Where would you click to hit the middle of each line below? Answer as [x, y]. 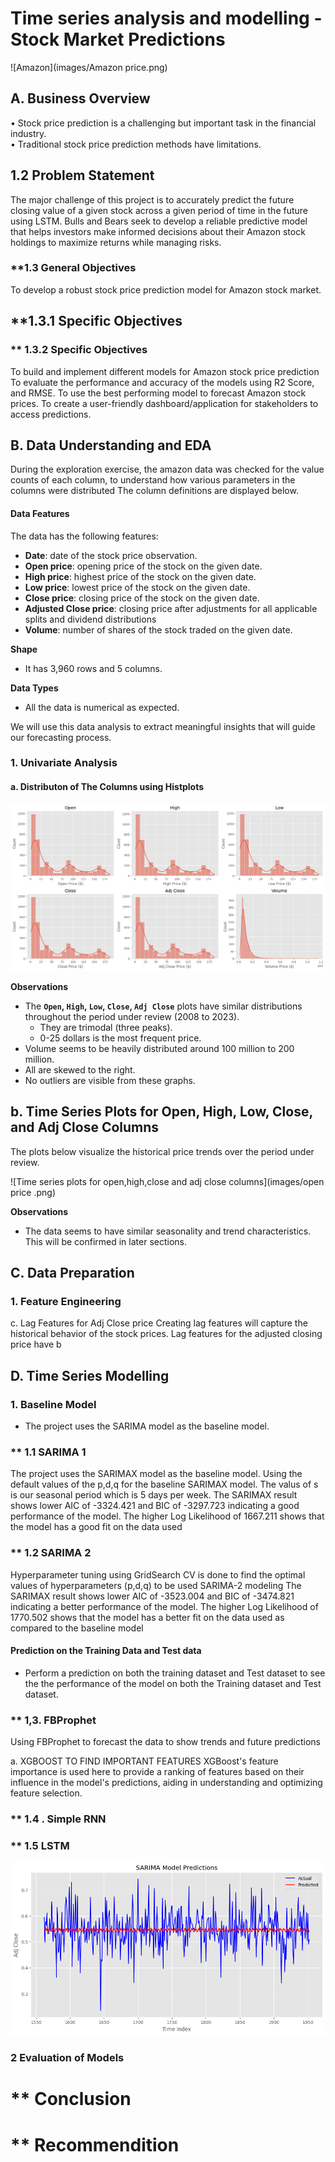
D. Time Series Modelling [90, 1375]
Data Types [34, 688]
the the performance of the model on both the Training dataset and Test [173, 1683]
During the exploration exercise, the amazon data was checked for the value [167, 469]
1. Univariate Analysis [64, 763]
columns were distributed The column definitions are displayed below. [154, 491]
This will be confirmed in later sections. [106, 1241]
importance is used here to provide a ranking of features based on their [157, 1772]
